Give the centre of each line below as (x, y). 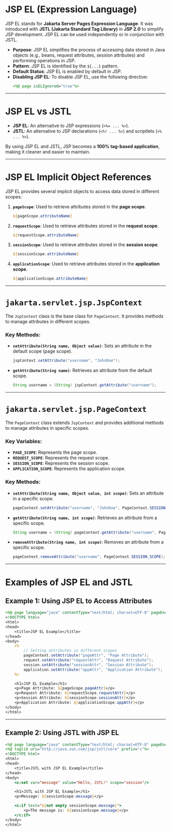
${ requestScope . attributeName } (46, 235)
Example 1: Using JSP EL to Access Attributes (79, 601)
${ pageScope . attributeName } (42, 216)
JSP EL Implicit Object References (78, 177)
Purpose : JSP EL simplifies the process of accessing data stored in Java (89, 50)
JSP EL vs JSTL (38, 111)
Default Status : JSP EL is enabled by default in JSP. (67, 71)
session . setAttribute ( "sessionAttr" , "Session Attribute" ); (89, 665)
